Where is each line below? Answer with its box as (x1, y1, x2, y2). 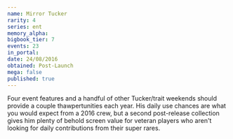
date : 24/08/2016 (7, 56, 58, 63)
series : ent (7, 23, 42, 30)
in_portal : (7, 50, 39, 57)
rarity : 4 (7, 17, 36, 24)
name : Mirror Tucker (7, 10, 68, 17)
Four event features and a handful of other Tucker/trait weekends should (7, 94, 218, 103)
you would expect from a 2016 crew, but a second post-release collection (7, 109, 220, 117)
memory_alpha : (7, 29, 49, 37)
